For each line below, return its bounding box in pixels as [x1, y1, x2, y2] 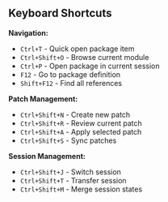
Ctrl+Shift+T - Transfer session [19, 175, 127, 185]
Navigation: [8, 28, 48, 37]
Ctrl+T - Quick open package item [19, 44, 135, 54]
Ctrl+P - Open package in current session [19, 61, 160, 71]
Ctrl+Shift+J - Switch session [19, 166, 121, 177]
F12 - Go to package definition [19, 69, 121, 80]
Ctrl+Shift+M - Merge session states [19, 184, 143, 194]
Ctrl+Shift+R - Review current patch [19, 118, 143, 128]
